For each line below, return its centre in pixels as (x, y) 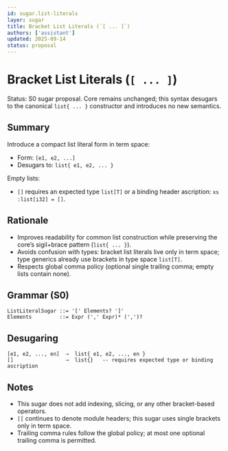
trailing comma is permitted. (57, 440)
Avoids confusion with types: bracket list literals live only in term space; (118, 251)
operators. (32, 411)
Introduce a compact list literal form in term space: (78, 144)
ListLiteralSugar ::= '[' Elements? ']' (66, 311)
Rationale (28, 221)
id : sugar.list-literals (43, 13)
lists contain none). (44, 273)
